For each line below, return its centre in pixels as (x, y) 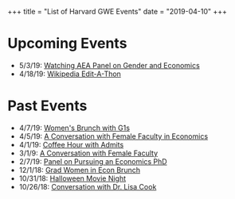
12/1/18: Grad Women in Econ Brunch (80, 170)
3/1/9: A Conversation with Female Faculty (88, 153)
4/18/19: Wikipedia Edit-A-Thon (70, 74)
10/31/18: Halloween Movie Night (72, 178)
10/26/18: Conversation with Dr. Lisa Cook (88, 186)
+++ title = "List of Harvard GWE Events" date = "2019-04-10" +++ (117, 11)
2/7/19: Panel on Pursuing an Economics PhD (93, 161)
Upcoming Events (67, 44)
